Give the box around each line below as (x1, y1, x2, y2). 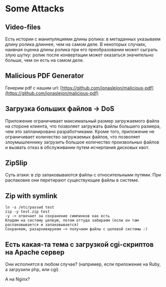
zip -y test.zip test (5, 209, 50, 214)
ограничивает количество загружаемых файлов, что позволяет (5, 134, 141, 140)
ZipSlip (5, 159, 28, 167)
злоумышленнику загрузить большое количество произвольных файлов (5, 139, 160, 145)
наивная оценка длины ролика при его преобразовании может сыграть (5, 47, 158, 52)
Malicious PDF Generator (5, 72, 84, 80)
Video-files (5, 23, 41, 31)
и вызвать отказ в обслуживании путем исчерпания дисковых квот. (5, 144, 150, 150)
